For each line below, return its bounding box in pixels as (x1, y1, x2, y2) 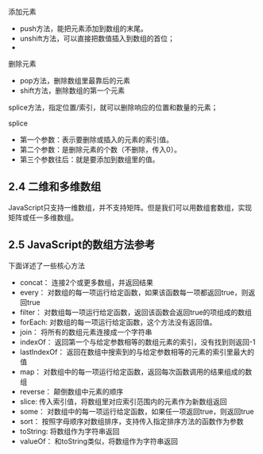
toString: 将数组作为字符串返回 (19, 426, 120, 436)
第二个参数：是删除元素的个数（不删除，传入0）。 (19, 145, 181, 154)
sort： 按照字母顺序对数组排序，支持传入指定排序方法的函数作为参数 (19, 416, 244, 426)
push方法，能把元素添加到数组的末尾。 (19, 24, 149, 33)
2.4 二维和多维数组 (8, 180, 102, 194)
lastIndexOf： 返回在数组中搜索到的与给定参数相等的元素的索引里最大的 (19, 347, 254, 356)
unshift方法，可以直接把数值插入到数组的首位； (19, 34, 175, 43)
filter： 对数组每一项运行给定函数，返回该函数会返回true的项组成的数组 (19, 307, 253, 317)
